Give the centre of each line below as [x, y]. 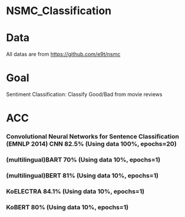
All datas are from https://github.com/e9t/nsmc [63, 54]
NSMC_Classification [59, 11]
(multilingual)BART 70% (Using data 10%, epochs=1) [83, 160]
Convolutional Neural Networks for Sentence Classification [93, 137]
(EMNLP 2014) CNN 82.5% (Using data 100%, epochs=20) [91, 144]
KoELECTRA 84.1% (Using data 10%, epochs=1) [75, 191]
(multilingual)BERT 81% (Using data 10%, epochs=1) [82, 176]
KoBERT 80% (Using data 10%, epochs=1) [67, 207]
